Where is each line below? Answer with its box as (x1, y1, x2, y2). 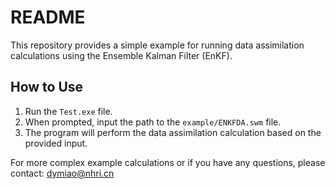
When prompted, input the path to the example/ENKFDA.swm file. (24, 116, 282, 128)
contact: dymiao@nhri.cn (10, 167, 115, 179)
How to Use (10, 79, 84, 96)
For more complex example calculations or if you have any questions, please (10, 156, 326, 168)
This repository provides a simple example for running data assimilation (10, 39, 305, 51)
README (10, 6, 86, 29)
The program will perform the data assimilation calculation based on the (24, 126, 322, 138)
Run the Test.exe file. (24, 105, 113, 117)
